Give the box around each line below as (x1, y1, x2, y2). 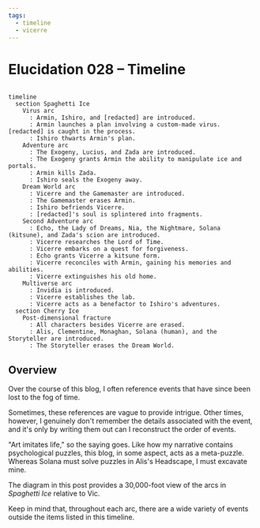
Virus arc (22, 107, 55, 115)
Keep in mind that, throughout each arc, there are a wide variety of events (8, 504, 249, 514)
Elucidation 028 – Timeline (8, 60, 186, 78)
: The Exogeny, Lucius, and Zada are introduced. (28, 148, 196, 156)
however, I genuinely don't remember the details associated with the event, (8, 416, 253, 426)
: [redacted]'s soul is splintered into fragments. (28, 211, 203, 219)
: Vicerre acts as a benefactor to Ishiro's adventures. (28, 301, 221, 309)
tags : (8, 11, 26, 20)
